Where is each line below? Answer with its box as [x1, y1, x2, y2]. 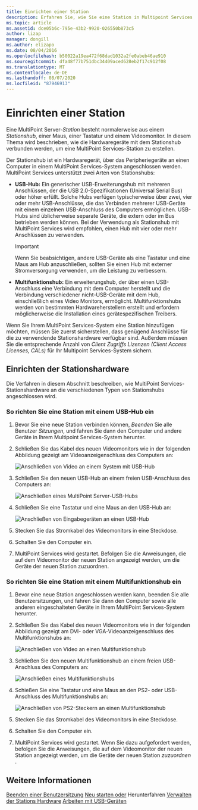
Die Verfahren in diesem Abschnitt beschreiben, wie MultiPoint [6, 380, 159, 387]
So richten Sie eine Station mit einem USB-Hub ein [6, 407, 155, 415]
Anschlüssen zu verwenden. [14, 231, 84, 238]
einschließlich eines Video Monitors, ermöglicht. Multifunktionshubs [14, 297, 181, 304]
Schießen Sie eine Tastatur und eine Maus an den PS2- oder [14, 687, 164, 694]
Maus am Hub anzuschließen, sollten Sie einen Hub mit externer [14, 260, 172, 268]
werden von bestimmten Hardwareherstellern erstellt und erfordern [14, 304, 180, 311]
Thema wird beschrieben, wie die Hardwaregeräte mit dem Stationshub [6, 138, 181, 146]
